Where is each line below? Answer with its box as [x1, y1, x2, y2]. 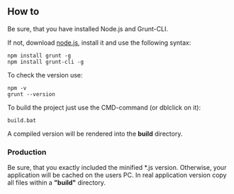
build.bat [7, 117, 37, 124]
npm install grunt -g [7, 52, 72, 59]
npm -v [7, 85, 27, 92]
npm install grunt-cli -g [7, 58, 84, 65]
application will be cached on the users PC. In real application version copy [7, 171, 227, 180]
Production [7, 147, 47, 157]
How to [7, 6, 40, 18]
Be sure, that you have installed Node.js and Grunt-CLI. [7, 24, 169, 33]
